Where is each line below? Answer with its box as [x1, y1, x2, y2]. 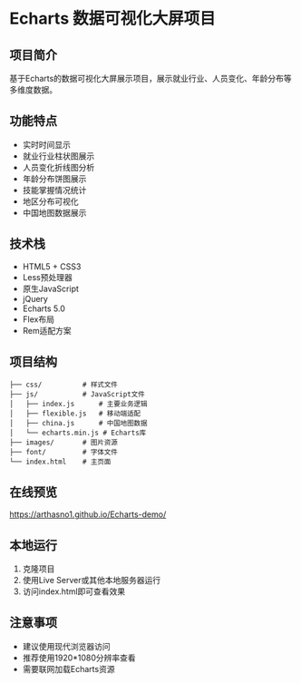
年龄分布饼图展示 [22, 173, 87, 184]
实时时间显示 [22, 139, 71, 150]
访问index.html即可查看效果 [22, 586, 126, 597]
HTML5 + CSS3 [22, 260, 82, 272]
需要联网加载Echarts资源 [22, 663, 115, 674]
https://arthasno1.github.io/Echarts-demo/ [9, 509, 167, 520]
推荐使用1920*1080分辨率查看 [22, 652, 136, 663]
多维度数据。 [9, 84, 57, 95]
